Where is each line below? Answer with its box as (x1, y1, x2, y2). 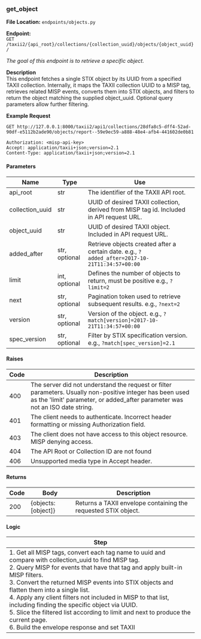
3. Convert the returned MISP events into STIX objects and (9, 579, 173, 587)
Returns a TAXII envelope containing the (75, 499, 188, 507)
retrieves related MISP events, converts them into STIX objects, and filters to (6, 88, 194, 95)
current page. (9, 616, 48, 624)
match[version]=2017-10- (87, 317, 159, 323)
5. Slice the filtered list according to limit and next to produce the (9, 608, 191, 617)
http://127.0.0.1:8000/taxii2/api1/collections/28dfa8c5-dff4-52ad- (17, 124, 191, 130)
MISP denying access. (31, 437, 93, 446)
